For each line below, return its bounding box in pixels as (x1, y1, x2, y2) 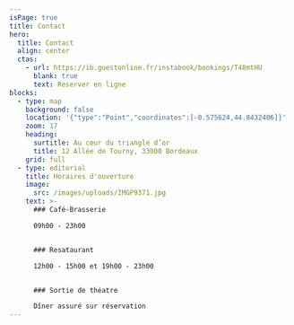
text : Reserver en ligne (32, 80, 126, 89)
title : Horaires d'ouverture (25, 171, 134, 180)
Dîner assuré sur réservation (32, 302, 146, 311)
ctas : (17, 55, 39, 64)
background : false (25, 105, 94, 114)
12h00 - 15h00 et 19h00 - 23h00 (32, 261, 154, 270)
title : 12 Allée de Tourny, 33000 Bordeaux (32, 146, 199, 155)
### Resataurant (32, 245, 94, 254)
